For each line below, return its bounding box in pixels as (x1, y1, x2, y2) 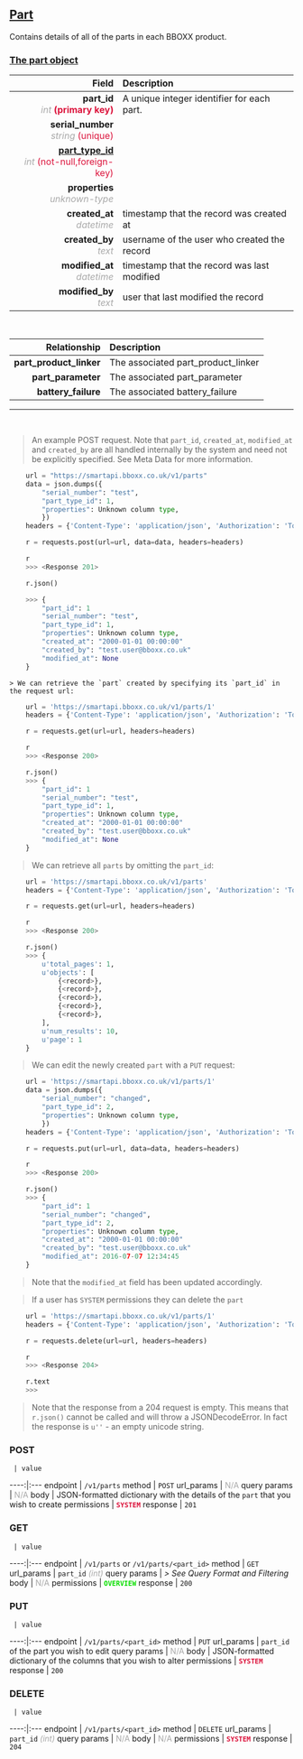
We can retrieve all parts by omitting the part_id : (31, 859, 215, 870)
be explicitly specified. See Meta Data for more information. (31, 454, 253, 465)
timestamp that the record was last (122, 259, 270, 272)
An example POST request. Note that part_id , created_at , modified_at (31, 435, 293, 446)
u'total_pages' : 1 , (41, 959, 115, 968)
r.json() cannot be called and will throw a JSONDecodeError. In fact (31, 1412, 288, 1422)
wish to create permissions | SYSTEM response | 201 (9, 1499, 197, 1510)
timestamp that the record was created (122, 208, 287, 220)
